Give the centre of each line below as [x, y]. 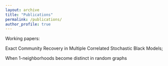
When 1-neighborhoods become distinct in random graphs [66, 58]
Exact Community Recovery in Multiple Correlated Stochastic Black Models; [84, 48]
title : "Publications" [29, 15]
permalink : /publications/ [34, 19]
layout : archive [22, 10]
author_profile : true [28, 24]
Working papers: [23, 39]
